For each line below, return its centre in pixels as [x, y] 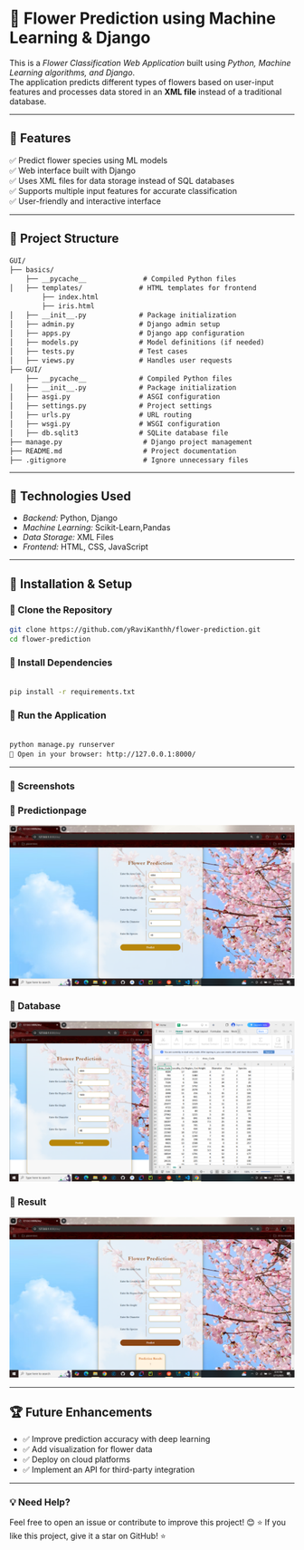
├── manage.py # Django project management [131, 442]
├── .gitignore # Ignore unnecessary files [129, 460]
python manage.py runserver [62, 745]
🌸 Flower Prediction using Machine [142, 19]
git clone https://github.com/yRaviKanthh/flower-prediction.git [135, 630]
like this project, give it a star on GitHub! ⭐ [88, 1536]
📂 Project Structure [64, 239]
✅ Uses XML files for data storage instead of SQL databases [122, 180]
